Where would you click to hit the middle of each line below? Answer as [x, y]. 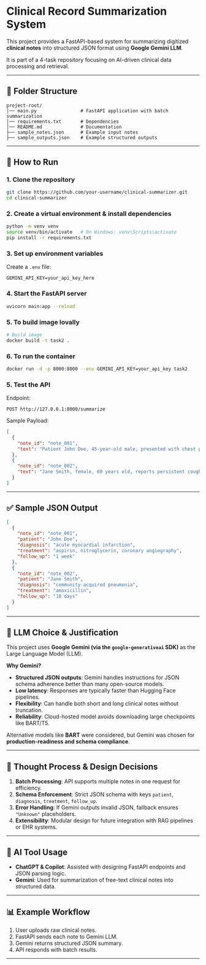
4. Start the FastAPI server [47, 294]
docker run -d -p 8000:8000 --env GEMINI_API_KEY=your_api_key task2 [97, 369]
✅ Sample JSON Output [52, 508]
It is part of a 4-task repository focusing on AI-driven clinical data [89, 60]
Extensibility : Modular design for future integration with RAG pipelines [104, 821]
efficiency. [28, 788]
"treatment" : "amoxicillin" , [55, 591]
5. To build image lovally [43, 322]
